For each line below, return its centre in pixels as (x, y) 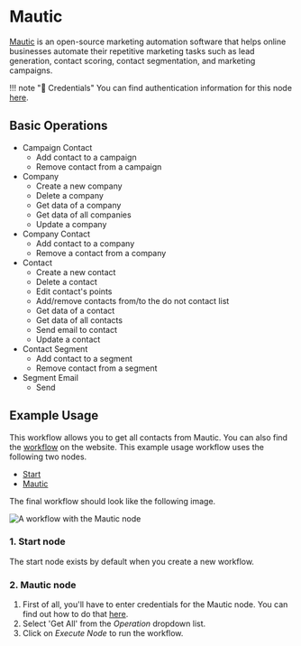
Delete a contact (66, 281)
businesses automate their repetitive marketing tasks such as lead (132, 51)
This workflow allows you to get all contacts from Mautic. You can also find (149, 437)
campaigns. (31, 70)
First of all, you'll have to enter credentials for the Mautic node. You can (155, 604)
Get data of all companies (84, 215)
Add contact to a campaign (86, 157)
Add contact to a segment (84, 358)
